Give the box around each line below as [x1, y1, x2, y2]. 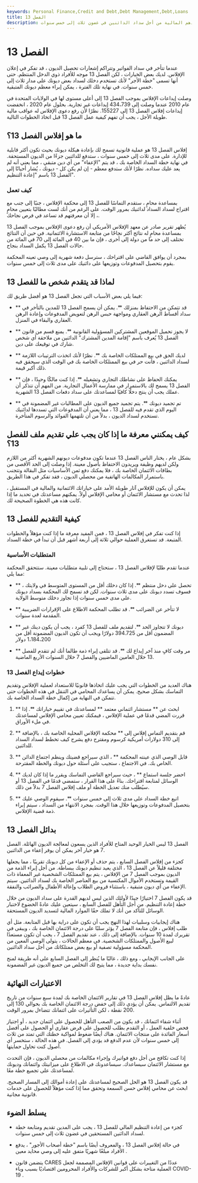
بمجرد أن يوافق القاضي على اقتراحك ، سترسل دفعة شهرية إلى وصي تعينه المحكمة [6, 253, 187, 261]
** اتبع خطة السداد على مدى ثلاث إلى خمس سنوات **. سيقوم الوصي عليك [15, 795, 179, 802]
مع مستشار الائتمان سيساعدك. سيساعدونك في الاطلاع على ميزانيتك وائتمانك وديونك [6, 1060, 190, 1067]
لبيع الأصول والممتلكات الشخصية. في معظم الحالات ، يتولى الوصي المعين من [6, 937, 174, 944]
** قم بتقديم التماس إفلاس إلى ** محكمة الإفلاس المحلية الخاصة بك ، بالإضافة [15, 729, 186, 737]
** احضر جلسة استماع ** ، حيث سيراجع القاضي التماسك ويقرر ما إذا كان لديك [15, 771, 186, 778]
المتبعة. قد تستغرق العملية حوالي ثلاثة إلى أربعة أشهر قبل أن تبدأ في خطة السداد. [6, 536, 183, 543]
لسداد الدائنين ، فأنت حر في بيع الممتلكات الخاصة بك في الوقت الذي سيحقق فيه [15, 358, 190, 365]
